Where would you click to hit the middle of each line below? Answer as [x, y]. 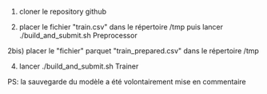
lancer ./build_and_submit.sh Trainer [79, 66]
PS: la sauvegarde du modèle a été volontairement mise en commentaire [127, 82]
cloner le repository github [63, 12]
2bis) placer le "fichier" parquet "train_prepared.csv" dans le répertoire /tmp [133, 51]
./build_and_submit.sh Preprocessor [78, 35]
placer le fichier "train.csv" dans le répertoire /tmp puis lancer [121, 27]
